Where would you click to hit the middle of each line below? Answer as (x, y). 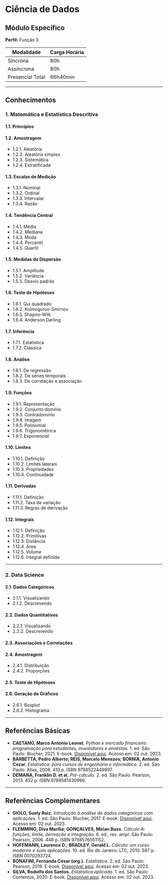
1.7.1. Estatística (28, 343)
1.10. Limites (18, 448)
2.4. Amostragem (24, 654)
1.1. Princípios (19, 126)
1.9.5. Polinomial (29, 425)
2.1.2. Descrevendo (32, 603)
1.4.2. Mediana (27, 232)
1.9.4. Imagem (27, 420)
